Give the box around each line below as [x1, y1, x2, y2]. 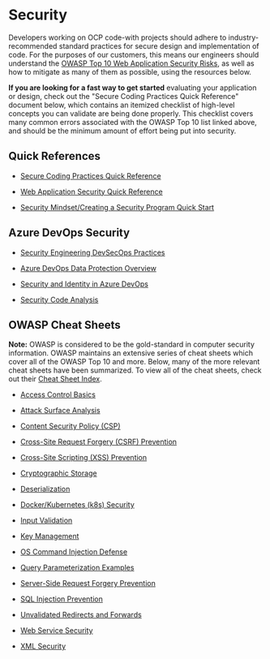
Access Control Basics [19, 390, 96, 399]
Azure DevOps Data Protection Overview [19, 263, 156, 273]
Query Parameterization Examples [19, 562, 135, 573]
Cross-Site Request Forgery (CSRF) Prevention [19, 437, 177, 447]
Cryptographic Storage [19, 468, 97, 478]
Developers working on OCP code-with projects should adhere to [8, 32, 227, 42]
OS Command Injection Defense [19, 547, 128, 557]
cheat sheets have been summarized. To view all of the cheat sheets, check [8, 365, 262, 375]
